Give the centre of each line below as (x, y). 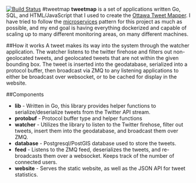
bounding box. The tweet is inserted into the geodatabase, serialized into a (97, 64)
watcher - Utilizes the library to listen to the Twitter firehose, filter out (99, 124)
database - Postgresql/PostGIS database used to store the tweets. (95, 143)
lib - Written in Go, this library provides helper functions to (85, 106)
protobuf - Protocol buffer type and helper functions (78, 118)
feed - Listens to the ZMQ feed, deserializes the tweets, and (87, 149)
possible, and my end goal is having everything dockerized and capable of (97, 28)
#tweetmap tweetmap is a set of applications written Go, (111, 9)
